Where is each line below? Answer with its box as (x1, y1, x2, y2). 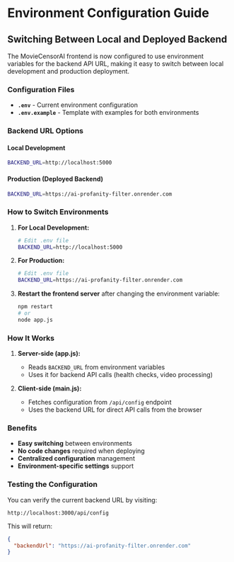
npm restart (17, 303, 53, 310)
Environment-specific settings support (17, 462, 134, 471)
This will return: (7, 522, 53, 530)
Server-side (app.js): (17, 349, 81, 358)
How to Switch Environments (7, 207, 109, 217)
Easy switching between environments (17, 439, 132, 448)
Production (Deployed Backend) (7, 174, 104, 183)
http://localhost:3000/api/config (7, 509, 110, 517)
